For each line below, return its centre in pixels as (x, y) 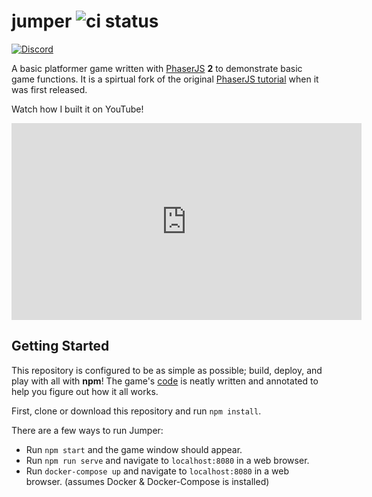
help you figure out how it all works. (85, 391)
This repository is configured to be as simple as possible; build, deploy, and (167, 370)
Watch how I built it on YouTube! (77, 109)
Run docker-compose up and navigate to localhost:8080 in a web (157, 471)
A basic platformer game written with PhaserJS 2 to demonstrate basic (157, 68)
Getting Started (60, 346)
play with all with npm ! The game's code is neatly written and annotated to (165, 381)
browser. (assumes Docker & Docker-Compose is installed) (147, 481)
